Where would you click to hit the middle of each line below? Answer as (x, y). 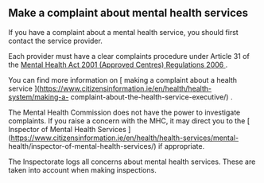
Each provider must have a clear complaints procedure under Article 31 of (129, 56)
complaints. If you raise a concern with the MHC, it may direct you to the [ (129, 121)
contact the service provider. (56, 41)
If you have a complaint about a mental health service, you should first (123, 32)
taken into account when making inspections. (82, 169)
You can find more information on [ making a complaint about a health (122, 80)
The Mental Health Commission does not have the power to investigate (124, 112)
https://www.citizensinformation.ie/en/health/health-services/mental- (125, 138)
